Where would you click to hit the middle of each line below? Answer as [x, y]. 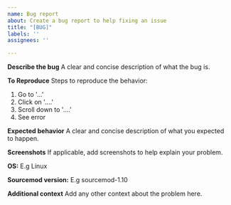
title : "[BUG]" [30, 27]
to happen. [23, 139]
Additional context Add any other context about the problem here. [105, 194]
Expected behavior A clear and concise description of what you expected [116, 131]
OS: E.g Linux [27, 166]
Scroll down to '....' [45, 110]
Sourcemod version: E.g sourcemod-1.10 [68, 180]
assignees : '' [28, 41]
